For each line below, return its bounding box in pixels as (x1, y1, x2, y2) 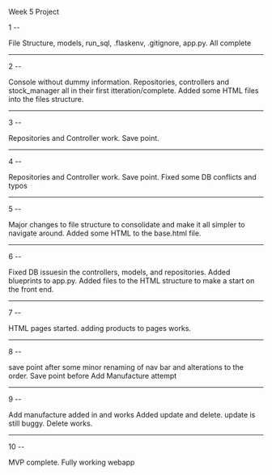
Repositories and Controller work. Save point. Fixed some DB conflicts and (8, 172, 257, 181)
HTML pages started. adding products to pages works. (8, 324, 192, 333)
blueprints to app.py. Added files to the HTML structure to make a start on (8, 276, 255, 286)
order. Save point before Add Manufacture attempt (8, 371, 177, 380)
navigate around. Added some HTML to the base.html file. (8, 228, 202, 238)
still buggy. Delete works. (8, 418, 93, 428)
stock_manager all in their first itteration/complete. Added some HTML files (8, 86, 259, 95)
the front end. (8, 285, 54, 294)
